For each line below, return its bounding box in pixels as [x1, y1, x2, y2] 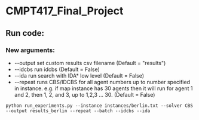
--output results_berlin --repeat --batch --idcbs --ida [5, 107, 151, 114]
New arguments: [5, 46, 55, 54]
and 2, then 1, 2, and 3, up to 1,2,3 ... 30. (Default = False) [14, 91, 155, 98]
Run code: [5, 28, 44, 38]
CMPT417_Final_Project [5, 4, 124, 18]
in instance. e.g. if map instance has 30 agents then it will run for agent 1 [14, 85, 193, 92]
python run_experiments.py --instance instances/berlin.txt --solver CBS [5, 103, 194, 109]
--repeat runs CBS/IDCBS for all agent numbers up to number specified [14, 78, 191, 85]
